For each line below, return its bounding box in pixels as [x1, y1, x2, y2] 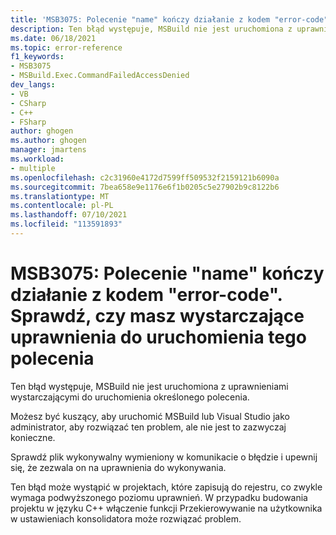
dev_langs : [10, 80, 56, 90]
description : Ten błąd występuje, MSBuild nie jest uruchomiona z [10, 24, 293, 34]
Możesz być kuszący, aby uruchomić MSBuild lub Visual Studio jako [10, 410, 290, 422]
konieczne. [10, 431, 56, 443]
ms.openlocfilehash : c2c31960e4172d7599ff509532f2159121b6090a [10, 172, 280, 183]
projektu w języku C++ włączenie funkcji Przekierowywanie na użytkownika [10, 502, 323, 514]
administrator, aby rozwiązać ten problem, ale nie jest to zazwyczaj [10, 421, 287, 433]
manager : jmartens [10, 145, 87, 155]
